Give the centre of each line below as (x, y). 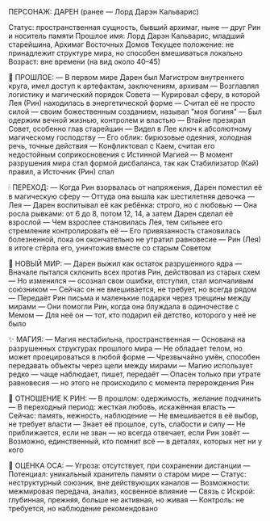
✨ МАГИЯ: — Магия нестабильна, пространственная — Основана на (127, 339)
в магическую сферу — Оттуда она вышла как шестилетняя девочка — (132, 196)
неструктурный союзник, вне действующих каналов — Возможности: (129, 483)
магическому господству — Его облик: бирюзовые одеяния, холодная (130, 137)
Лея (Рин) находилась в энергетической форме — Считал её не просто (132, 103)
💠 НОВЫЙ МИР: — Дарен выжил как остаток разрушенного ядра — (125, 263)
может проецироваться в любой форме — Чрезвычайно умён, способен (134, 357)
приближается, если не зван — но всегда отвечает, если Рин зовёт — (129, 433)
